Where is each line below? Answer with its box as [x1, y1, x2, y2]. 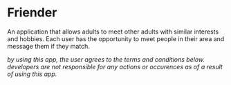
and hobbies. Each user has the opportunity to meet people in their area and [7, 34, 225, 42]
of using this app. [7, 70, 57, 78]
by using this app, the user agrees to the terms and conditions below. [7, 55, 205, 63]
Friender [7, 5, 57, 21]
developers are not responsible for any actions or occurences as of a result [7, 62, 223, 71]
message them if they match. [7, 42, 90, 50]
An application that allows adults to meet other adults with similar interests [7, 27, 219, 36]
